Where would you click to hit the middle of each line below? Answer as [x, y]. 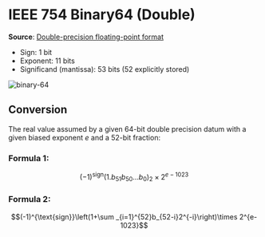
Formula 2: [30, 199]
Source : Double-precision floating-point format [86, 37]
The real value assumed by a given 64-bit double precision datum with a [127, 128]
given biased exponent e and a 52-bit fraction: [85, 137]
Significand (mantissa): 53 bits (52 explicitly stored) [105, 69]
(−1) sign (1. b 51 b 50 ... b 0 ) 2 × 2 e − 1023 [134, 177]
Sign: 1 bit [36, 52]
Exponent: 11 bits [47, 61]
